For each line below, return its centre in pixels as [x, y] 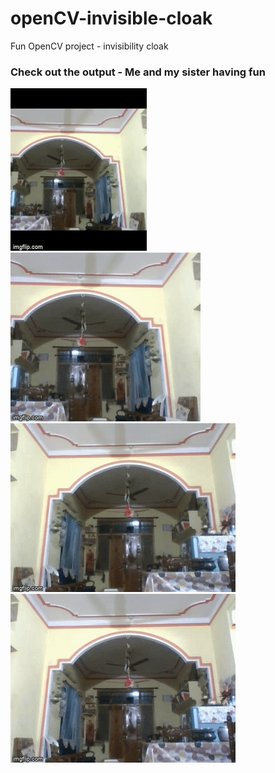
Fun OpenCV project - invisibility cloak [89, 46]
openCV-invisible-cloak [111, 18]
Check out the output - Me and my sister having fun [138, 72]
